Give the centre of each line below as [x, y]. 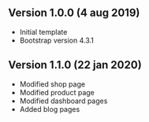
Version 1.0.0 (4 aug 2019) [74, 13]
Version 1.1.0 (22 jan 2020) [75, 65]
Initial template [43, 31]
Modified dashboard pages [63, 101]
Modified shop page [52, 84]
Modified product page [57, 92]
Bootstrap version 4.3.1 [57, 40]
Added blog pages [50, 109]
